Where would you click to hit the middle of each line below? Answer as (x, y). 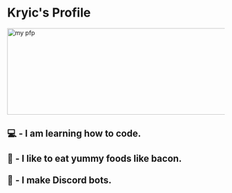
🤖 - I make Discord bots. (59, 180)
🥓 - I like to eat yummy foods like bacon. (95, 159)
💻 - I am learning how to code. (74, 134)
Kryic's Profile (49, 13)
